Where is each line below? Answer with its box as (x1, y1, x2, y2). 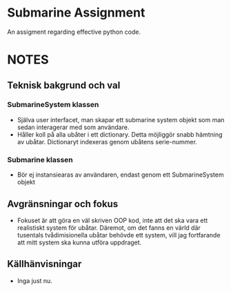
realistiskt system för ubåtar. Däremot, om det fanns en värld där (17, 223, 201, 232)
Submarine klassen (7, 155, 74, 164)
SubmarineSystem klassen (7, 100, 99, 110)
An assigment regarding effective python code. (7, 28, 141, 36)
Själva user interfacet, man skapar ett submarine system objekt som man (17, 115, 225, 124)
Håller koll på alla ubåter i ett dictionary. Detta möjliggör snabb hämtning (17, 130, 223, 139)
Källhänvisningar (7, 258, 82, 270)
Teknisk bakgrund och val (7, 79, 121, 91)
